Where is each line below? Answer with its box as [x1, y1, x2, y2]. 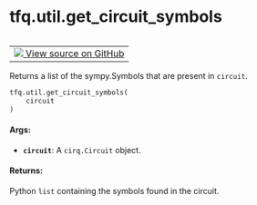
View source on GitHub [26, 47, 125, 60]
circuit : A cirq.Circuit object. [22, 144, 141, 155]
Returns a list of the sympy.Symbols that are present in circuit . [9, 70, 248, 81]
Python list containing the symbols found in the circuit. [9, 185, 220, 196]
